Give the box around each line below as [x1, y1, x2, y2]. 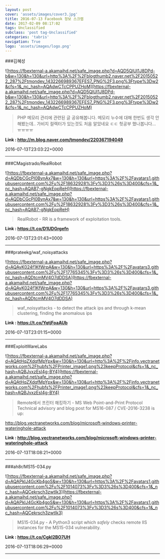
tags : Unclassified [5, 26, 45, 31]
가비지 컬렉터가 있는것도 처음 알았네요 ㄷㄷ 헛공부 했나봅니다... [36, 121, 156, 126]
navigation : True [5, 39, 41, 44]
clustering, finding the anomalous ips [17, 310, 92, 316]
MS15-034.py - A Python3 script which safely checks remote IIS [17, 519, 147, 525]
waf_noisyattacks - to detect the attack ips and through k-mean [17, 305, 146, 311]
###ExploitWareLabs [5, 343, 48, 349]
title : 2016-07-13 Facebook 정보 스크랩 [5, 16, 84, 21]
